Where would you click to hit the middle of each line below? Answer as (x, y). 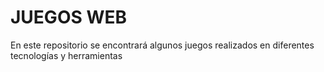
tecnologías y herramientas (66, 55)
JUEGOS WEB (69, 17)
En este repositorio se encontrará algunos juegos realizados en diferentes (162, 45)
